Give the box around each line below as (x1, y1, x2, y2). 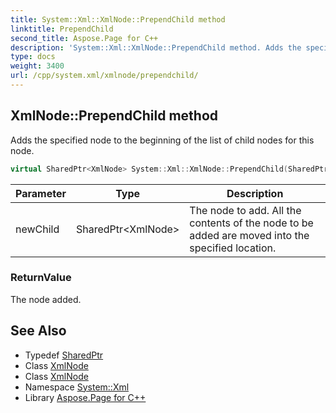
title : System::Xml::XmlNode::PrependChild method (10, 14, 226, 25)
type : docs (10, 52, 56, 62)
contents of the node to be (189, 216, 314, 230)
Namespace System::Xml (24, 381, 130, 393)
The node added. (10, 293, 82, 305)
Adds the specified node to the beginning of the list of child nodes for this (10, 134, 315, 146)
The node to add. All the (189, 203, 302, 217)
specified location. (189, 241, 277, 255)
